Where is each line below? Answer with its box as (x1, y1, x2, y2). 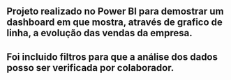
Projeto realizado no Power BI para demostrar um (6, 6, 224, 17)
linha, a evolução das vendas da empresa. (6, 27, 193, 39)
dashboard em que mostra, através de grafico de (6, 17, 223, 29)
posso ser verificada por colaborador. (6, 62, 174, 74)
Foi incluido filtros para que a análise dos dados (6, 51, 218, 63)
